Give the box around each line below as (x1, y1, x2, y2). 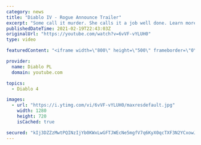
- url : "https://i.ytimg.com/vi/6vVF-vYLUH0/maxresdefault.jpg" (11, 102, 175, 108)
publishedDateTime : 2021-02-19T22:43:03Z (6, 25, 111, 32)
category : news (6, 8, 44, 15)
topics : (6, 80, 26, 86)
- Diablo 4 (11, 86, 39, 92)
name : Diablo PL (11, 64, 52, 70)
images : (6, 96, 26, 102)
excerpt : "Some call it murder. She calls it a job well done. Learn (6, 20, 184, 26)
